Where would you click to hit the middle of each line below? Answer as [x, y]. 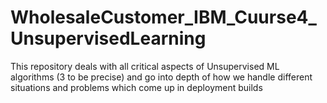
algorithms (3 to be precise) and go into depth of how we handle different [161, 77]
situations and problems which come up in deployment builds [136, 87]
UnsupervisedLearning [108, 38]
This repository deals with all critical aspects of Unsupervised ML [145, 66]
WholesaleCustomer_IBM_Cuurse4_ [163, 17]
